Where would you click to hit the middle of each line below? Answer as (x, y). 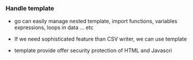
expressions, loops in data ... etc (54, 27)
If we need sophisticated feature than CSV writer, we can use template (101, 39)
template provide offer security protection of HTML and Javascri (93, 50)
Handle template (30, 8)
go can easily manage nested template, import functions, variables (96, 21)
